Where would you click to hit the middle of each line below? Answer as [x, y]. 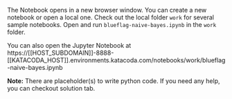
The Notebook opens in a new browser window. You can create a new [107, 10]
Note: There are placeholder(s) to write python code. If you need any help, [114, 81]
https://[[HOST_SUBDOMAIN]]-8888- [61, 53]
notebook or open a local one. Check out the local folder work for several [111, 17]
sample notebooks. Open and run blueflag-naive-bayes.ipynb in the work [112, 25]
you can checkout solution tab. [51, 88]
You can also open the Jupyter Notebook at [69, 45]
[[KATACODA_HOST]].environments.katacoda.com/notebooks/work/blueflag [116, 60]
